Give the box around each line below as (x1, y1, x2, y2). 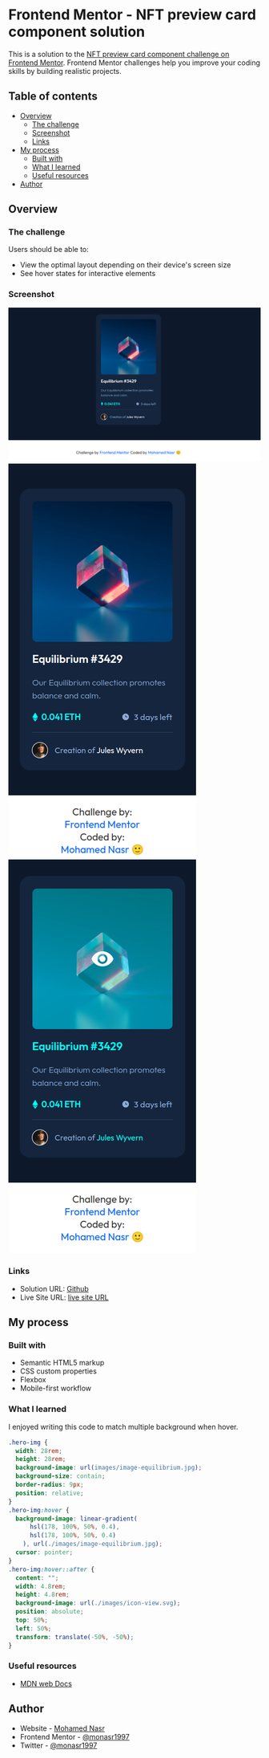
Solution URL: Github (19, 1284, 90, 1293)
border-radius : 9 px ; (15, 1481, 84, 1489)
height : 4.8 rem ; (15, 1591, 70, 1599)
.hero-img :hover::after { (8, 1565, 94, 1573)
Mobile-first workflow (19, 1383, 92, 1394)
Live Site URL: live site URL (19, 1292, 110, 1302)
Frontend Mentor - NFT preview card (8, 6, 256, 24)
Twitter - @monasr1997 (19, 1740, 98, 1750)
